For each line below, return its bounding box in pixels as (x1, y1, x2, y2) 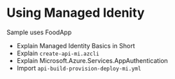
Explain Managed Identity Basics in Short (16, 41, 136, 50)
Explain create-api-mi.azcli (16, 49, 99, 57)
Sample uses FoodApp (6, 28, 72, 36)
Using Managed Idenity (6, 5, 145, 21)
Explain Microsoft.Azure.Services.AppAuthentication (16, 56, 169, 64)
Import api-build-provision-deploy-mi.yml (16, 64, 141, 72)
